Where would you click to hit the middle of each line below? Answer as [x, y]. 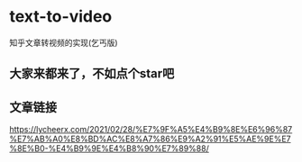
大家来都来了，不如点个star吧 [92, 74]
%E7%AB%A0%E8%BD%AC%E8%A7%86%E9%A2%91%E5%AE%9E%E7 [150, 139]
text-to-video [61, 17]
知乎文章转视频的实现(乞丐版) [64, 42]
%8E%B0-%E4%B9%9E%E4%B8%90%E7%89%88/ [109, 148]
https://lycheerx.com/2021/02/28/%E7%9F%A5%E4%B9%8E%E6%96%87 [151, 130]
